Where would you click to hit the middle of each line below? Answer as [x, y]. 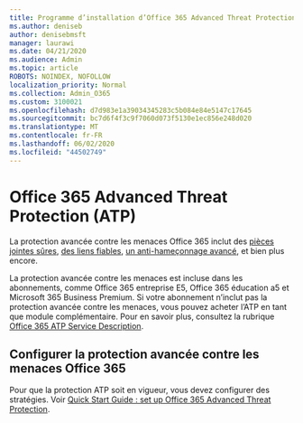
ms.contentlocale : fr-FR [56, 136]
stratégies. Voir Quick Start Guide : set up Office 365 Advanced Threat [140, 399]
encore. [24, 260]
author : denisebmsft [48, 34]
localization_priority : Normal [68, 85]
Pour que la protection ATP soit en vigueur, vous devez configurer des [140, 390]
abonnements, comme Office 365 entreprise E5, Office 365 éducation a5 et [150, 287]
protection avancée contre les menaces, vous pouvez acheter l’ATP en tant [148, 306]
